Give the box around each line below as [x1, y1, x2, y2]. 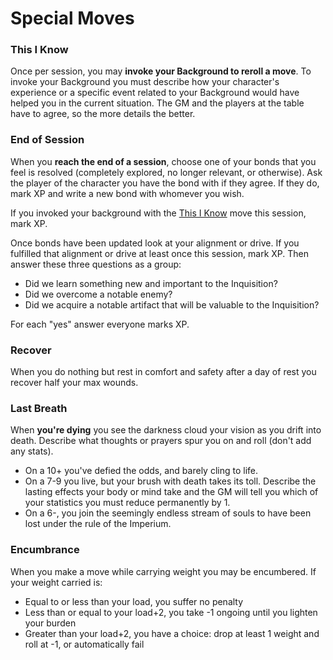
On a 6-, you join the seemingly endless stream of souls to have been [24, 507, 312, 519]
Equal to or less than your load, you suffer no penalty [24, 595, 244, 607]
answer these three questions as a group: [10, 258, 182, 270]
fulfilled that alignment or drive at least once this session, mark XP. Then [10, 247, 310, 259]
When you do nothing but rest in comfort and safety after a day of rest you [10, 366, 317, 378]
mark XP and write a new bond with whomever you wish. [10, 187, 245, 199]
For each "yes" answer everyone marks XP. [10, 318, 190, 330]
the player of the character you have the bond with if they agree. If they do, [10, 177, 320, 189]
